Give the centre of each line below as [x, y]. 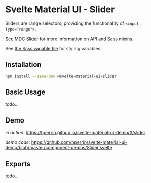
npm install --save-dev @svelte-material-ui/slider [61, 76]
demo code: [18, 142]
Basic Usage [25, 92]
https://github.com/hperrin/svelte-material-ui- [79, 142]
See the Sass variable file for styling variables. [54, 48]
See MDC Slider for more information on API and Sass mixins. [69, 39]
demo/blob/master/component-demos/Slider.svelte [59, 148]
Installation [23, 65]
